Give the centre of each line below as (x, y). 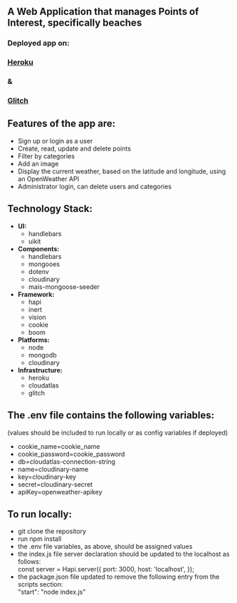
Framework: (36, 294)
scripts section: (40, 584)
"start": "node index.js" (52, 592)
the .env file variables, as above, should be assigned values (105, 547)
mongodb (42, 355)
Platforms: (33, 340)
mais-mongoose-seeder (64, 287)
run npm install (39, 539)
